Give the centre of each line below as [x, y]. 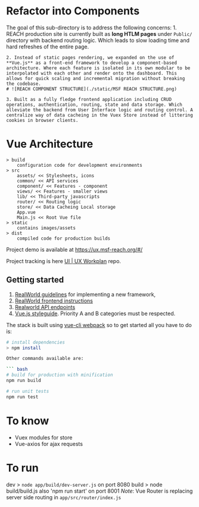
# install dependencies [36, 342]
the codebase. [24, 84]
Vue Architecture [50, 144]
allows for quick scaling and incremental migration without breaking [96, 78]
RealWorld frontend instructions [54, 301]
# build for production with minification [60, 375]
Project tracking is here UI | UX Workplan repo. [63, 261]
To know [28, 421]
